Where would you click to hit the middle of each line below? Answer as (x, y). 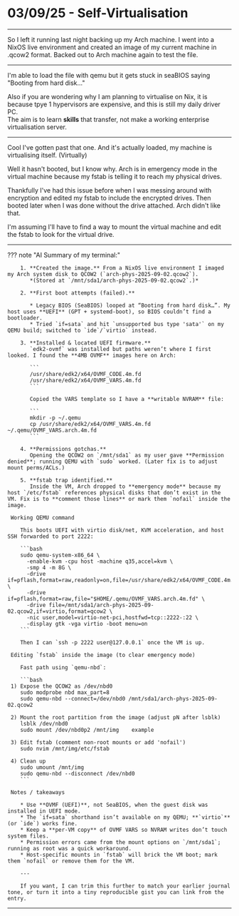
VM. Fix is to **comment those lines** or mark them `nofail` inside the (119, 499)
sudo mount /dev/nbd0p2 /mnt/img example (87, 730)
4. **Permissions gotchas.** (63, 449)
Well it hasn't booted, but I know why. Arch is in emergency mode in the (112, 168)
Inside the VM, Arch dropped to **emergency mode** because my (125, 487)
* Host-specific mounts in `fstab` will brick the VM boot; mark (119, 855)
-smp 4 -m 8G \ (49, 568)
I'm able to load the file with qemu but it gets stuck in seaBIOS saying (109, 75)
